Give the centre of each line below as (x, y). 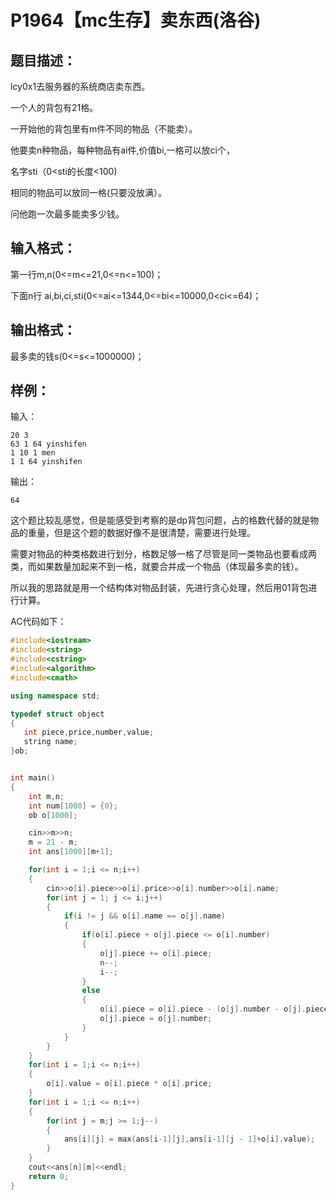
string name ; (50, 742)
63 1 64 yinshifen (48, 444)
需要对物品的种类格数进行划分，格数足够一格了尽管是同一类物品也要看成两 (163, 554)
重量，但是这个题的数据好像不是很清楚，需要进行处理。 (141, 533)
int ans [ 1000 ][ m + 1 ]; (71, 852)
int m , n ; (46, 796)
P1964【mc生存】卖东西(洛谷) (136, 20)
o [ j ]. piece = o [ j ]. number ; (156, 1019)
